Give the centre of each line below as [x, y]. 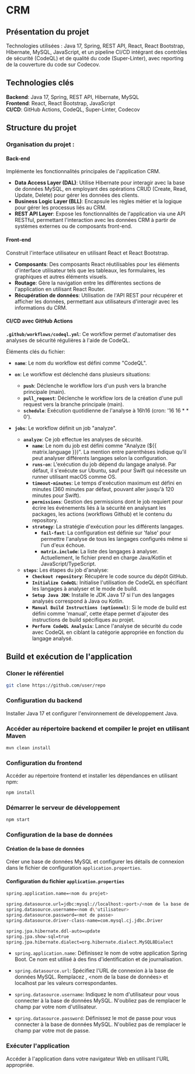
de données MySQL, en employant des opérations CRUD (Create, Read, [101, 189]
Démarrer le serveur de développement [63, 807]
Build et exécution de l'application [69, 657]
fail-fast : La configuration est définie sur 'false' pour [106, 533]
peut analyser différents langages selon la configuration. [100, 458]
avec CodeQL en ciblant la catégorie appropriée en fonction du [108, 632]
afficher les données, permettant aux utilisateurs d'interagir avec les [97, 301]
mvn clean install [28, 748]
